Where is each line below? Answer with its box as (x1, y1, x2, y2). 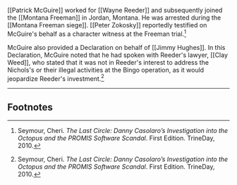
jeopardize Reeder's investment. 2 (7, 73, 104, 83)
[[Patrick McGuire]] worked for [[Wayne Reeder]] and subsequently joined (7, 6, 223, 14)
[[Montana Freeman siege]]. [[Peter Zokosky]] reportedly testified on (7, 21, 207, 29)
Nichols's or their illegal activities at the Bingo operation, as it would (7, 65, 205, 74)
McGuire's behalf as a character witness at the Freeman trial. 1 (7, 28, 187, 38)
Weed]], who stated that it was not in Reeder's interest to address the (7, 58, 209, 66)
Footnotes (7, 101, 53, 113)
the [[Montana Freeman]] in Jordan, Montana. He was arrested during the (7, 13, 221, 22)
